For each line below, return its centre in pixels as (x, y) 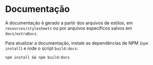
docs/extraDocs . (22, 33)
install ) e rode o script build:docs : (42, 48)
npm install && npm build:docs (38, 57)
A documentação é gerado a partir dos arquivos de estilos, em (69, 23)
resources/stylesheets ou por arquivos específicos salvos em (69, 28)
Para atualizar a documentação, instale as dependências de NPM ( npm (76, 43)
